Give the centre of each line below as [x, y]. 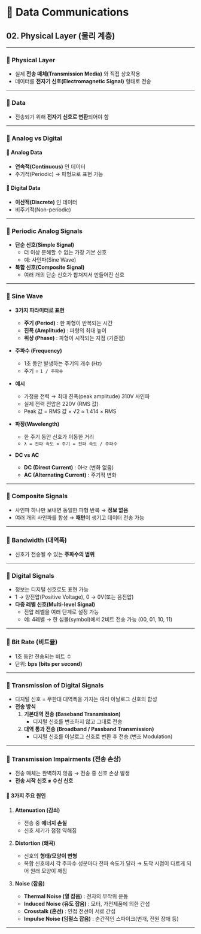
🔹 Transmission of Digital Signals [55, 685]
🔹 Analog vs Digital [34, 138]
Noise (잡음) [30, 883]
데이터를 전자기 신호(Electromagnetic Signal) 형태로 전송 [83, 81]
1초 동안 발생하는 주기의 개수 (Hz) [63, 363]
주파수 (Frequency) [38, 350]
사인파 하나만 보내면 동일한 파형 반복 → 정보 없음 [71, 510]
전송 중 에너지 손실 [45, 823]
